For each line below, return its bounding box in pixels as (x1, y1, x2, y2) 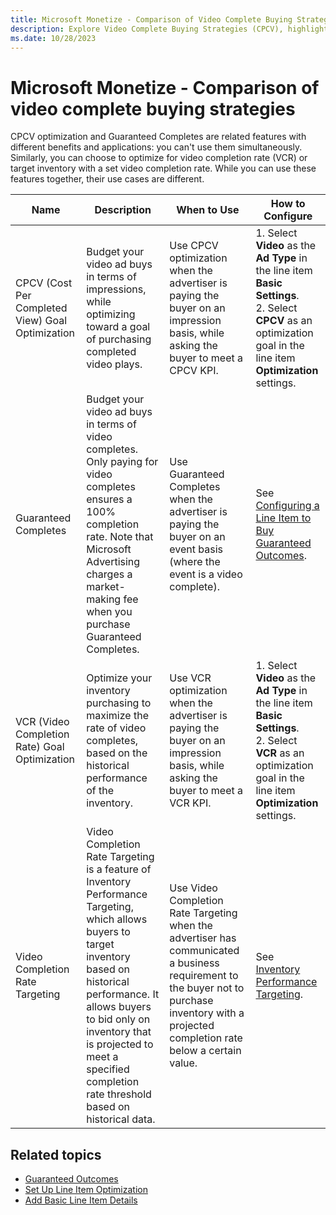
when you (86, 605, 133, 619)
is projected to (86, 1037, 154, 1051)
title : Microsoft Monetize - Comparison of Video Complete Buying (10, 14, 293, 25)
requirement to (169, 969, 239, 983)
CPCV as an (255, 314, 313, 328)
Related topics (10, 1146, 102, 1163)
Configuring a (255, 499, 320, 513)
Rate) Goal (15, 740, 65, 754)
